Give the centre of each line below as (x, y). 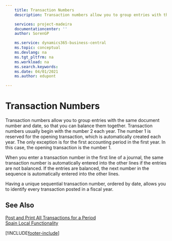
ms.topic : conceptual (37, 48)
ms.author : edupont (35, 76)
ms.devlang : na (31, 52)
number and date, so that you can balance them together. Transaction (79, 126)
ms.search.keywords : (36, 67)
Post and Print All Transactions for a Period (51, 217)
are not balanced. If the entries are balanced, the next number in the (77, 168)
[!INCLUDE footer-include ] (33, 233)
